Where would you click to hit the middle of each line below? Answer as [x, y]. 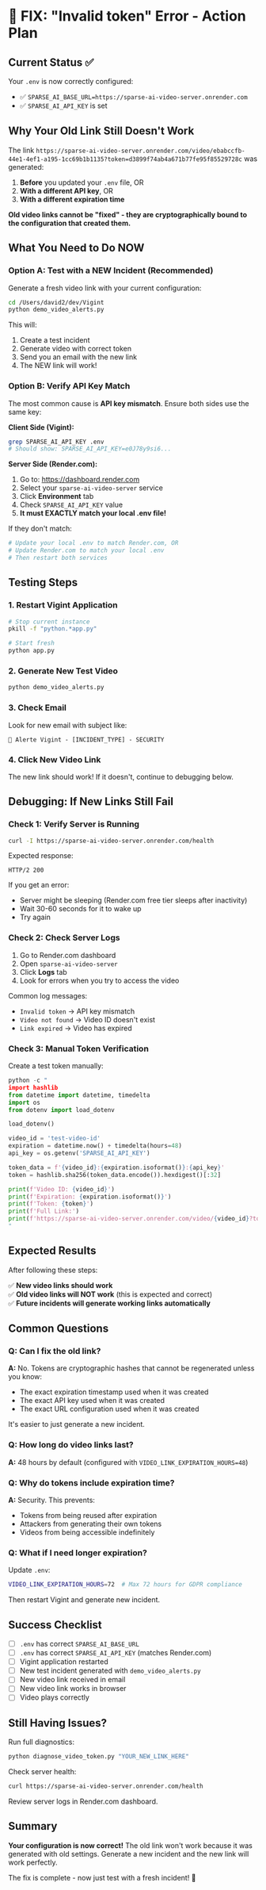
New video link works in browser [73, 1689]
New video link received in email [72, 1680]
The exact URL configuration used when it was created [109, 1409]
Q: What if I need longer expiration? [78, 1552]
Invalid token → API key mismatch [77, 1011]
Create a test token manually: [56, 1066]
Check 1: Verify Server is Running [74, 824]
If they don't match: [40, 529]
